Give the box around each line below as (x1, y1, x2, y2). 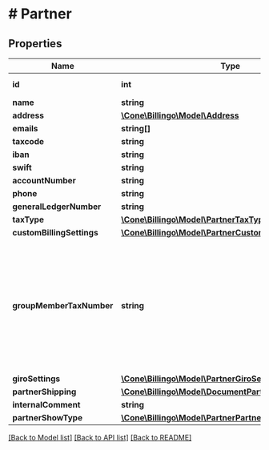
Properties (8, 37, 62, 50)
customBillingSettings (12, 227, 98, 238)
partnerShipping (12, 386, 77, 397)
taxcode (12, 136, 45, 147)
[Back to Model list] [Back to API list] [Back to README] (8, 433, 192, 442)
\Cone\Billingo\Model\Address (121, 110, 239, 121)
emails (12, 123, 38, 134)
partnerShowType (12, 412, 82, 423)
